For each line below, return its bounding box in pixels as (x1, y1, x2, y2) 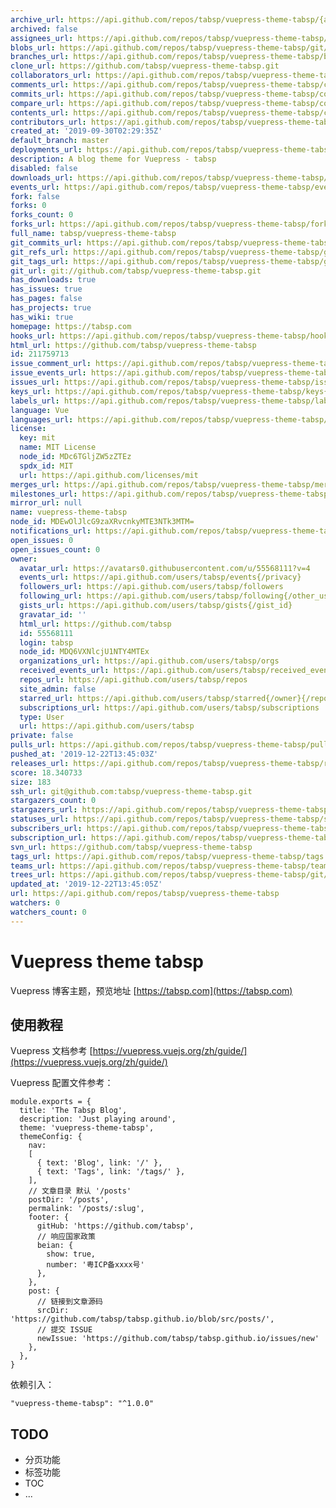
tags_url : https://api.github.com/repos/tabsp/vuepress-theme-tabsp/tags (10, 851, 325, 861)
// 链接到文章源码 (36, 1297, 103, 1307)
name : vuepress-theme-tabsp (10, 507, 128, 518)
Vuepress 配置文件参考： (10, 1077, 114, 1089)
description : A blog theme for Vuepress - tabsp (10, 154, 217, 164)
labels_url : (10, 396, 60, 406)
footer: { (28, 1212, 70, 1223)
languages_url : (10, 414, 74, 425)
